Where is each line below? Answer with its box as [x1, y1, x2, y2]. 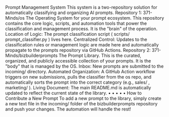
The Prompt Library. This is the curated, [59, 52, 141, 58]
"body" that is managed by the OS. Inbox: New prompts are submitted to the [5, 63, 164, 69]
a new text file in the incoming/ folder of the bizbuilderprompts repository [5, 101, 158, 106]
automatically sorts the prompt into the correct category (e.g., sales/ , [5, 79, 150, 85]
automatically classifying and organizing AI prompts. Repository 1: [5, 10, 142, 16]
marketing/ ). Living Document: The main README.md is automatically [5, 85, 151, 90]
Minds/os [5, 15, 25, 21]
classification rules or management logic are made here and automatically [5, 42, 159, 47]
